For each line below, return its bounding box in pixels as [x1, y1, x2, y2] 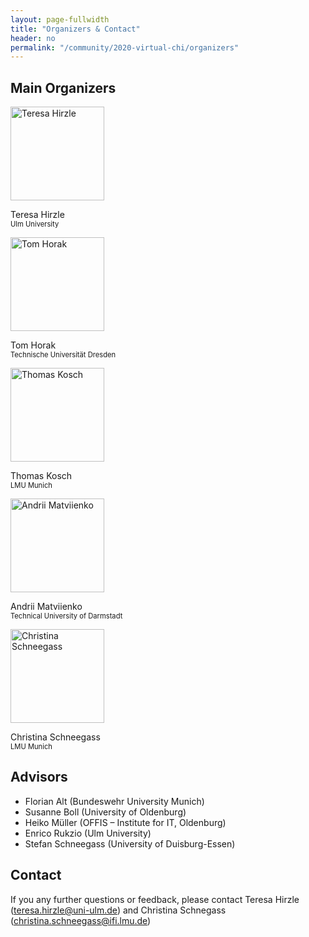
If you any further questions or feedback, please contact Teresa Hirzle [10, 893, 300, 905]
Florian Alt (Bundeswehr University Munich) [24, 795, 205, 807]
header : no [10, 33, 56, 43]
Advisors [10, 769, 68, 786]
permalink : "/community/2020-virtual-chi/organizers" [10, 42, 240, 53]
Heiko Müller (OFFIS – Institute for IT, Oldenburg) [24, 816, 227, 828]
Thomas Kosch [10, 470, 73, 482]
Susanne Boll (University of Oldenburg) [24, 806, 187, 818]
